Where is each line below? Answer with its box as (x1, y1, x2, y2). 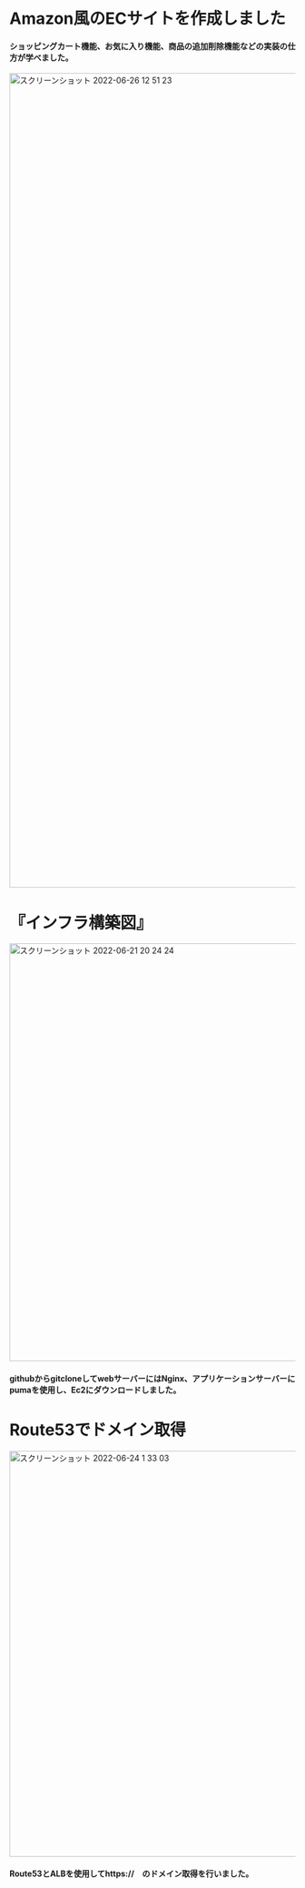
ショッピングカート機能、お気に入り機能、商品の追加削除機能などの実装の (9, 40, 288, 51)
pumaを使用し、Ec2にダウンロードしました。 (9, 1384, 182, 1395)
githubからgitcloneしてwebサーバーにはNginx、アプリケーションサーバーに (9, 1372, 296, 1383)
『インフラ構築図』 (9, 912, 152, 933)
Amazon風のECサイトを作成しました (9, 8, 286, 29)
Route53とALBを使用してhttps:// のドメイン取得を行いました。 (9, 1868, 254, 1879)
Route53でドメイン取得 (9, 1420, 186, 1441)
